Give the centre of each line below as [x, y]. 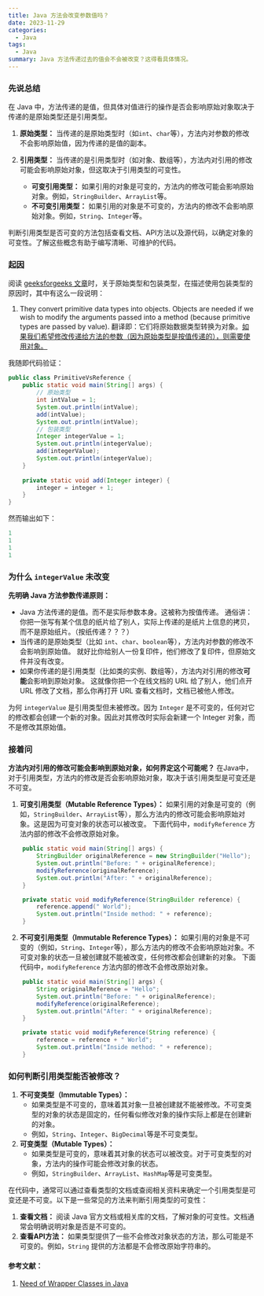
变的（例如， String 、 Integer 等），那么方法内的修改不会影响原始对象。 [134, 948]
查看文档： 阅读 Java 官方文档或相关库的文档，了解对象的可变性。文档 [133, 1217]
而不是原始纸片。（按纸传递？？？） [76, 632]
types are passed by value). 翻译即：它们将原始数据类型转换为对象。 [131, 326]
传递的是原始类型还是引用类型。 [60, 117]
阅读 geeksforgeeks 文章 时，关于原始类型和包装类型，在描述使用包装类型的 [131, 283]
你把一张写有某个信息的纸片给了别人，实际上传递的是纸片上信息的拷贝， [136, 622]
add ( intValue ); [61, 414]
